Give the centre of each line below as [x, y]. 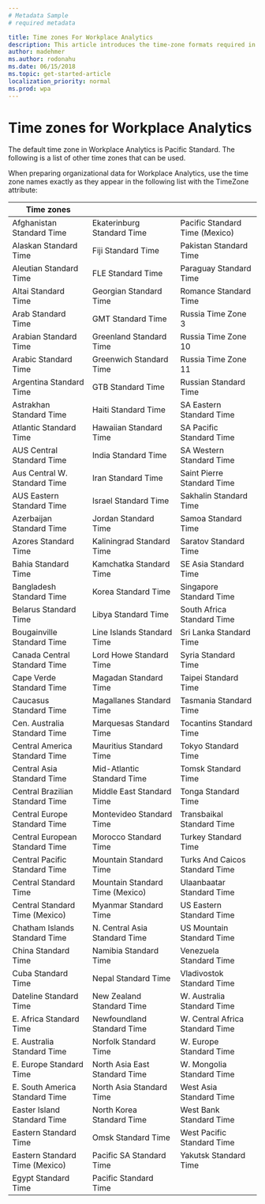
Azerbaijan [32, 519]
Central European [45, 837]
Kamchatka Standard [131, 564]
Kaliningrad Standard [131, 541]
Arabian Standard [45, 337]
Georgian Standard [127, 291]
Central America [42, 746]
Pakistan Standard [214, 246]
